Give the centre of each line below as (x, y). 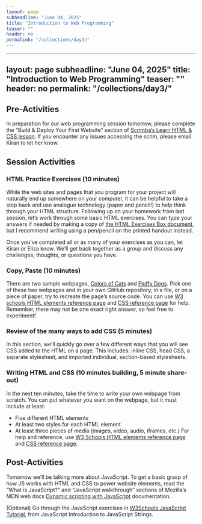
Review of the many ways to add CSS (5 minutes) (79, 331)
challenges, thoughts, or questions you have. (62, 255)
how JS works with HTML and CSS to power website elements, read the (95, 483)
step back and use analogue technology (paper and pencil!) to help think (96, 205)
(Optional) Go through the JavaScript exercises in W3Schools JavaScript (96, 508)
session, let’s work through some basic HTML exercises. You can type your (99, 217)
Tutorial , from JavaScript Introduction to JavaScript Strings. (80, 514)
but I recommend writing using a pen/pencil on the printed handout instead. (100, 230)
